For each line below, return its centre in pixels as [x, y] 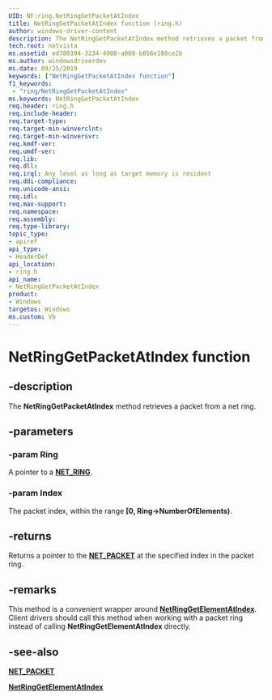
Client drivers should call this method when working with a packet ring [126, 618]
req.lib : [23, 159]
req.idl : [23, 196]
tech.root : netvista [43, 46]
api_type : [25, 249]
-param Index [36, 493]
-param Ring [34, 454]
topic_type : [28, 234]
